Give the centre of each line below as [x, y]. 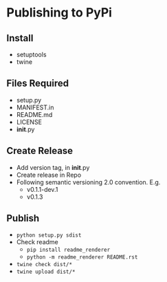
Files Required [38, 84]
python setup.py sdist [49, 235]
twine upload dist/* [46, 272]
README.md [34, 114]
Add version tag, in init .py [53, 167]
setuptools [31, 54]
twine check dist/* [44, 265]
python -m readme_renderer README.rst [82, 257]
